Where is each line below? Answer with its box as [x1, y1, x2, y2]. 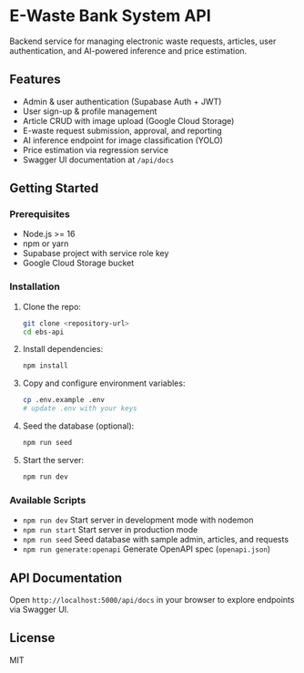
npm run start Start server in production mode [22, 524, 198, 535]
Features [9, 72, 61, 88]
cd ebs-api [22, 327, 65, 336]
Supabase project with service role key [22, 248, 169, 259]
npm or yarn [22, 238, 69, 249]
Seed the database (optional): [22, 420, 135, 431]
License [9, 630, 56, 646]
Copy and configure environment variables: [22, 378, 186, 388]
